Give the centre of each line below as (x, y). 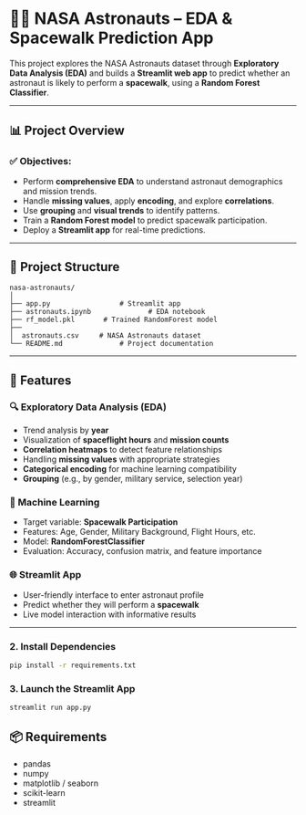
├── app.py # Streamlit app (95, 304)
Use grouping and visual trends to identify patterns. (121, 210)
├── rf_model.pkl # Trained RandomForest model (114, 320)
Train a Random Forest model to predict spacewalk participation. (145, 220)
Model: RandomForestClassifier (84, 541)
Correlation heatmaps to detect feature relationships (122, 450)
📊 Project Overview (67, 131)
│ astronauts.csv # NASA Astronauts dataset (106, 336)
